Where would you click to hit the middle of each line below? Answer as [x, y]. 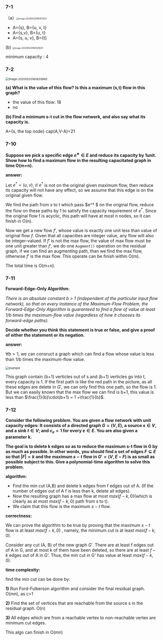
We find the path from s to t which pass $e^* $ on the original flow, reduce [80, 205]
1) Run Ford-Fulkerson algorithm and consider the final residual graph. [75, 589]
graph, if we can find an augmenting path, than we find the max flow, [74, 251]
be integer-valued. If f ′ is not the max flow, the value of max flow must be [78, 241]
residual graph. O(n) [25, 608]
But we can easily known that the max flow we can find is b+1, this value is [80, 392]
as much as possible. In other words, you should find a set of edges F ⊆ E [81, 452]
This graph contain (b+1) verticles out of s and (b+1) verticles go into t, [76, 377]
